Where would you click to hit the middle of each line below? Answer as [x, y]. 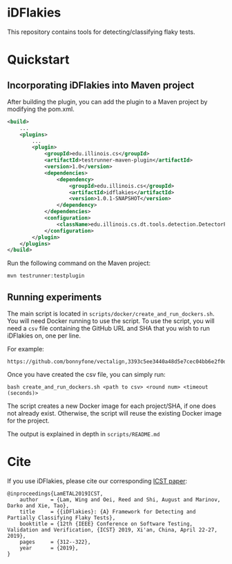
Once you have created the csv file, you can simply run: [86, 375]
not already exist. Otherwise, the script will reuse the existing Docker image [115, 414]
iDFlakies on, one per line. [44, 336]
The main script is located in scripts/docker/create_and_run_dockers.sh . [111, 314]
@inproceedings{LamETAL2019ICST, [55, 494]
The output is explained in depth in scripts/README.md [84, 434]
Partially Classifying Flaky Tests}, [61, 518]
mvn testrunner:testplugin [46, 276]
